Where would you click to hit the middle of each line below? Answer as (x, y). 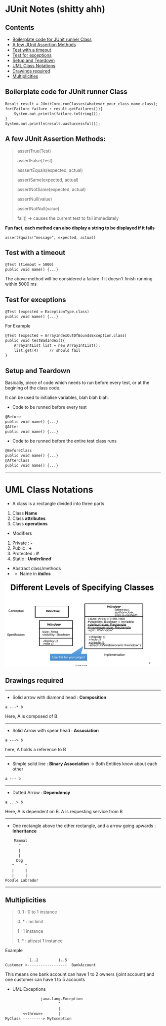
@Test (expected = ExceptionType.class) (47, 312)
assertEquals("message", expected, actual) (51, 237)
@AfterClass (17, 461)
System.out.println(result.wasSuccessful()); (53, 124)
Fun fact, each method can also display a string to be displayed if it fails (80, 228)
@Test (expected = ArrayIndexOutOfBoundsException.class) (66, 336)
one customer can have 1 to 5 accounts (45, 980)
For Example (18, 326)
